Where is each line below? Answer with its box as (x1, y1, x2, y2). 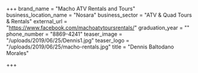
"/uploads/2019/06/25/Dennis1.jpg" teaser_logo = (6, 37, 130, 44)
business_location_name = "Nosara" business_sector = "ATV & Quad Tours (6, 11, 193, 19)
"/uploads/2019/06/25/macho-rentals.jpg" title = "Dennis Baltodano (6, 43, 175, 50)
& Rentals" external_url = (6, 18, 68, 25)
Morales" (6, 50, 29, 56)
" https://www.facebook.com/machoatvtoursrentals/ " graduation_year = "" (6, 24, 190, 31)
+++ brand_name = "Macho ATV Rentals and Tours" (6, 5, 135, 12)
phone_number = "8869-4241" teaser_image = (6, 31, 123, 38)
